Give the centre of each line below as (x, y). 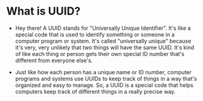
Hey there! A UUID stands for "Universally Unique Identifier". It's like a (103, 28)
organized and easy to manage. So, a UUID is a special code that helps (104, 85)
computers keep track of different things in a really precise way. (95, 91)
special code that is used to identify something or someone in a (95, 34)
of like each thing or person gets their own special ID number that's (100, 54)
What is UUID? (44, 11)
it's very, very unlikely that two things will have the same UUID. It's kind (105, 47)
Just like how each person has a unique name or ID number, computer (103, 72)
